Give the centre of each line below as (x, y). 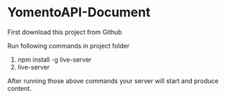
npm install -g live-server (55, 59)
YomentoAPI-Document (79, 12)
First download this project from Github (65, 32)
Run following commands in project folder (69, 45)
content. (20, 88)
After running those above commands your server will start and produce (113, 81)
